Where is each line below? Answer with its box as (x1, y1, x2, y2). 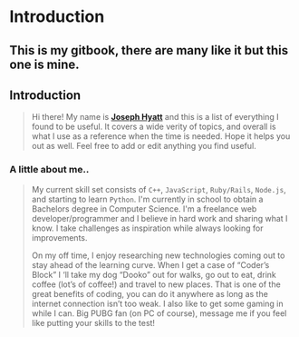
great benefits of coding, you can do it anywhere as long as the (31, 288, 269, 299)
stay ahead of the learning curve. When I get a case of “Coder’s (31, 259, 270, 270)
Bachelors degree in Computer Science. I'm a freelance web (31, 203, 257, 214)
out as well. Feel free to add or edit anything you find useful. (31, 141, 256, 152)
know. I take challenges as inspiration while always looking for (31, 223, 264, 233)
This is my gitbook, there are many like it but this (9, 43, 289, 58)
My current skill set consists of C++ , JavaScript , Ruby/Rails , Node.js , (31, 183, 287, 194)
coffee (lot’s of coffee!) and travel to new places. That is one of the (31, 279, 281, 290)
